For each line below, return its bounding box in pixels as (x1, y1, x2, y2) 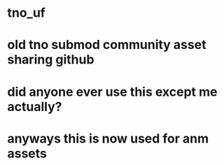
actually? (7, 99, 62, 115)
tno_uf (7, 5, 45, 21)
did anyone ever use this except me (7, 84, 218, 99)
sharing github (7, 52, 94, 68)
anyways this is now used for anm (7, 131, 209, 146)
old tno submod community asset (7, 37, 206, 53)
